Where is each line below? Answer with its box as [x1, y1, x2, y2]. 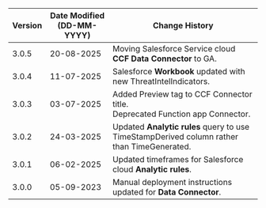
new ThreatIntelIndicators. [112, 76, 211, 86]
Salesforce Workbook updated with [112, 66, 245, 77]
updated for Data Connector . [112, 187, 222, 197]
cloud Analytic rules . [112, 164, 192, 175]
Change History [153, 20, 214, 31]
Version [12, 20, 43, 31]
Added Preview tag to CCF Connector [112, 89, 253, 100]
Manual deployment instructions [112, 177, 232, 187]
